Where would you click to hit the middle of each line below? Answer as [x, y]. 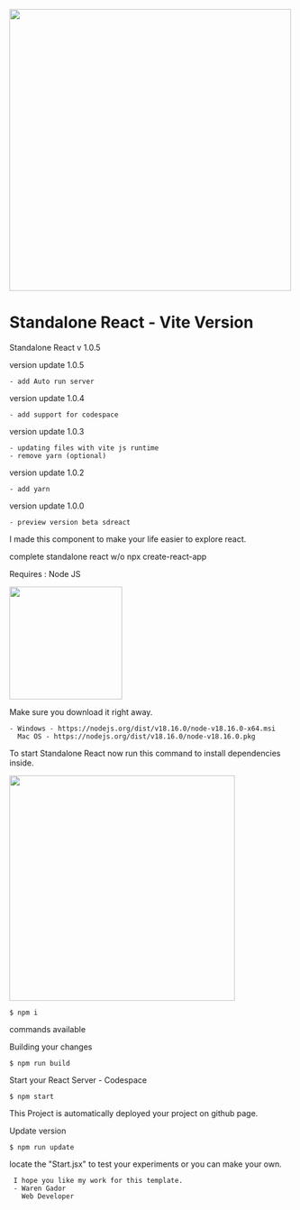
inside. [22, 763]
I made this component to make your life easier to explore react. [128, 539]
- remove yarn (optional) [58, 455]
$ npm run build [40, 1063]
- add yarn [30, 489]
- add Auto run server [52, 381]
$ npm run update [42, 1147]
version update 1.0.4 [47, 398]
